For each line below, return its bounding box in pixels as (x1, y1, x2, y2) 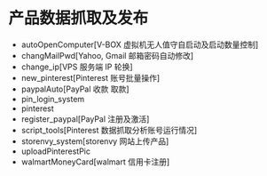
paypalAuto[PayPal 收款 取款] (20, 84, 130, 94)
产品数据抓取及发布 (8, 8, 149, 28)
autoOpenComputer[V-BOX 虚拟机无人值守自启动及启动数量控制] (20, 39, 259, 50)
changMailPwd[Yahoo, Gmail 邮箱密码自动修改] (20, 50, 194, 60)
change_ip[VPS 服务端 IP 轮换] (20, 61, 134, 72)
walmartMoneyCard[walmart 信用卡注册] (20, 156, 170, 167)
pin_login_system (20, 93, 85, 104)
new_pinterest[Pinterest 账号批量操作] (20, 72, 161, 83)
